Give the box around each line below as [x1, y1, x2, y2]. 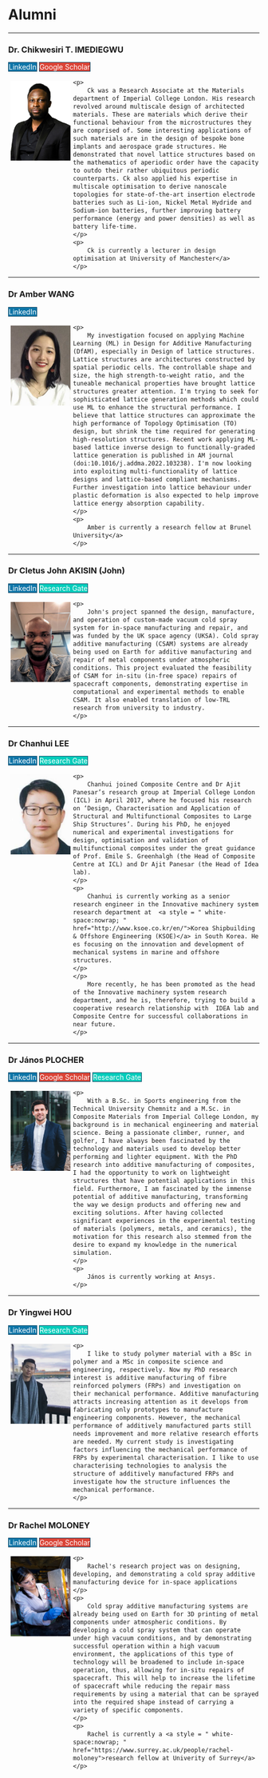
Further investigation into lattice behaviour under [73, 483, 252, 491]
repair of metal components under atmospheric [73, 656, 231, 664]
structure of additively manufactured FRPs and [73, 1469, 235, 1477]
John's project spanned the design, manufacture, [87, 608, 256, 616]
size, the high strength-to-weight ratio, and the [73, 371, 245, 379]
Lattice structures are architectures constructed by [73, 355, 256, 363]
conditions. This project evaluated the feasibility [73, 664, 252, 672]
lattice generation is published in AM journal [73, 451, 235, 459]
